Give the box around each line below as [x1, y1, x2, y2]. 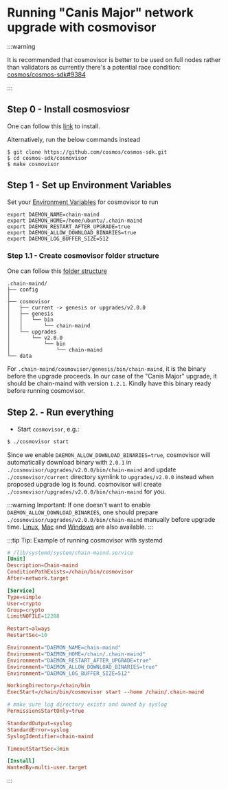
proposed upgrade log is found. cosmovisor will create [7, 480, 162, 488]
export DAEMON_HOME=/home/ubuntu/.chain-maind [7, 217, 143, 224]
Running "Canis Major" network [7, 5, 194, 21]
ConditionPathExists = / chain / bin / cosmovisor [7, 569, 134, 576]
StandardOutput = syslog [7, 720, 72, 727]
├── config [7, 286, 38, 293]
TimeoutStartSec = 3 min [7, 745, 69, 752]
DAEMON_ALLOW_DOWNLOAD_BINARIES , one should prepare [7, 508, 159, 516]
